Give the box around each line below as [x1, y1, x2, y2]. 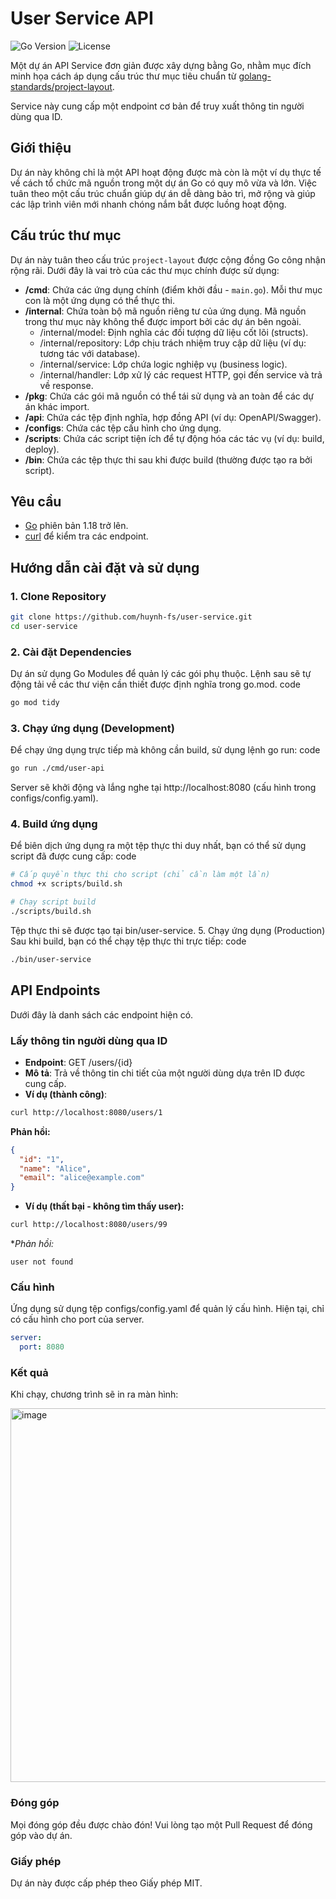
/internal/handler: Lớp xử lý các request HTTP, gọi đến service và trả [39, 368, 323, 381]
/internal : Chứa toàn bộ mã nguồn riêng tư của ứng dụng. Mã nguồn [24, 305, 307, 317]
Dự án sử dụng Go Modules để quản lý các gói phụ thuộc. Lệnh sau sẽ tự [10, 668, 312, 680]
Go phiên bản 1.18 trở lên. [24, 520, 129, 532]
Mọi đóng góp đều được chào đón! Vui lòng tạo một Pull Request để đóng [10, 1818, 313, 1831]
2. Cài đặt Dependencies [10, 645, 132, 659]
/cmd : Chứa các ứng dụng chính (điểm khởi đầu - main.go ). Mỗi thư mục [24, 283, 323, 296]
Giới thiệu [10, 140, 72, 157]
